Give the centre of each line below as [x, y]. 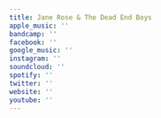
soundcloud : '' [37, 67]
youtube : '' [31, 100]
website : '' [31, 91]
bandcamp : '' [33, 34]
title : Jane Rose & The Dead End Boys [80, 17]
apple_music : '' [39, 26]
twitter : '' [31, 83]
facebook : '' [33, 42]
